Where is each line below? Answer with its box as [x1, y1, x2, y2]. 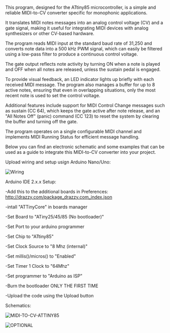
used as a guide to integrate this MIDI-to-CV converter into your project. [5, 149, 156, 155]
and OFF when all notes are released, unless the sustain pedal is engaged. [5, 66, 161, 72]
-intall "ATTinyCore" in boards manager [5, 204, 88, 210]
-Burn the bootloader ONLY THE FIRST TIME [5, 283, 98, 289]
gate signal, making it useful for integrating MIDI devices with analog [5, 25, 149, 31]
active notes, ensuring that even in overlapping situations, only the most [5, 87, 156, 93]
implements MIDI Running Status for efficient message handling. [5, 134, 140, 140]
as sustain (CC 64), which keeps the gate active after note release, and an [5, 108, 160, 114]
